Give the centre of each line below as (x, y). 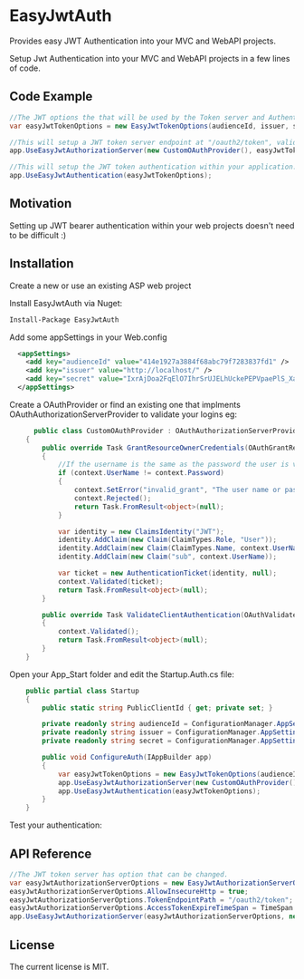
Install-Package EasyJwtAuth (64, 320)
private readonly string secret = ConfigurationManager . (151, 741)
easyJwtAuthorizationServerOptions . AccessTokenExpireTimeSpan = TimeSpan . (153, 908)
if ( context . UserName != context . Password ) (141, 473)
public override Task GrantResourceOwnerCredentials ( (145, 448)
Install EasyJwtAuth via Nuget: (66, 303)
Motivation (41, 204)
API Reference (51, 853)
